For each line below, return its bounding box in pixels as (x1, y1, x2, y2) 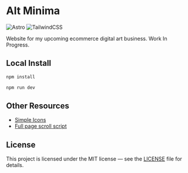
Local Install (6, 58, 52, 68)
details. (6, 162, 24, 169)
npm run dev (6, 84, 35, 91)
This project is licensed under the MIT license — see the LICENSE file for (6, 155, 182, 162)
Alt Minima (6, 4, 61, 18)
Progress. (6, 41, 29, 48)
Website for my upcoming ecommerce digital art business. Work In (6, 35, 167, 42)
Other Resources (6, 101, 69, 111)
